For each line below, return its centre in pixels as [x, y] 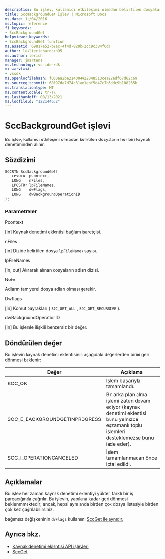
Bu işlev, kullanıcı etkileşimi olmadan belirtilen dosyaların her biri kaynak [78, 140]
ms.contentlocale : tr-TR [30, 92]
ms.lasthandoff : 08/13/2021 [34, 97]
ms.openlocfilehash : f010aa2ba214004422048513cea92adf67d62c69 [71, 78]
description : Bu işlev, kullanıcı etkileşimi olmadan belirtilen [73, 10]
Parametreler [21, 211]
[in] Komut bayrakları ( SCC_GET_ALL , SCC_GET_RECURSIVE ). [63, 308]
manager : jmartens [24, 60]
